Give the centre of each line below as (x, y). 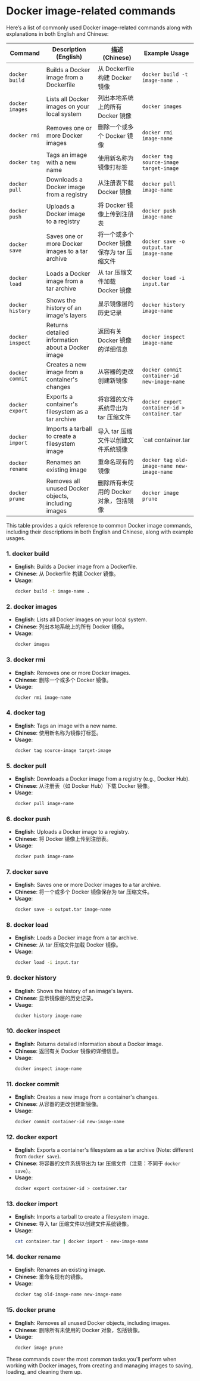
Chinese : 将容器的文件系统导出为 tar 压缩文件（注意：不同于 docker (98, 1163)
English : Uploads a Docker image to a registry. (72, 832)
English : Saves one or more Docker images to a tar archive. (88, 885)
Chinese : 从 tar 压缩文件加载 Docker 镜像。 (68, 945)
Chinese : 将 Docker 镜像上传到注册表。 (63, 839)
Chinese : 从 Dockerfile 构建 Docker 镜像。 (67, 574)
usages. (16, 538)
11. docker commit (33, 1084)
